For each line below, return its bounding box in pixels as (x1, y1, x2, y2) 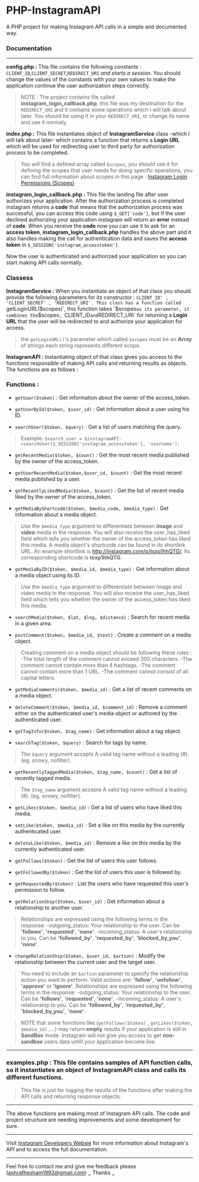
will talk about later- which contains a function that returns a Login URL (6, 137, 179, 144)
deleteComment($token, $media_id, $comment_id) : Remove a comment (14, 703, 188, 711)
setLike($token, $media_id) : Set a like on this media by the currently (14, 821, 185, 828)
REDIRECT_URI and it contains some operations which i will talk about (20, 106, 187, 113)
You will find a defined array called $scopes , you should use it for (20, 160, 178, 168)
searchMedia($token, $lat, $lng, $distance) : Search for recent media (14, 614, 190, 621)
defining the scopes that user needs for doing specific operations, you (20, 167, 193, 174)
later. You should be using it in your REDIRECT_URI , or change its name (20, 113, 190, 120)
